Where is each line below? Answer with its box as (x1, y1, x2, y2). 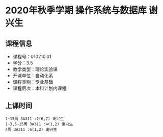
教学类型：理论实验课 (12, 66, 58, 72)
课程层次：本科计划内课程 (12, 85, 67, 91)
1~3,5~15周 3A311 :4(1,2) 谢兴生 (5, 121, 73, 127)
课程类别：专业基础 (12, 79, 53, 85)
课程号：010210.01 (12, 54, 52, 59)
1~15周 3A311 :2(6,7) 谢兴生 (5, 116, 64, 121)
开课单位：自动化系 (12, 73, 53, 79)
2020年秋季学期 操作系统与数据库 (5, 5, 147, 16)
